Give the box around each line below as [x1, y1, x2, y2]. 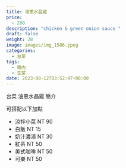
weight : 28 [6, 36, 33, 42]
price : [6, 14, 23, 20]
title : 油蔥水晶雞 [6, 8, 48, 15]
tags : [6, 59, 20, 65]
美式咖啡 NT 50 [14, 148, 53, 155]
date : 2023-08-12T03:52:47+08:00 [6, 75, 89, 81]
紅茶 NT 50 [14, 140, 43, 148]
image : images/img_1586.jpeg [6, 42, 78, 48]
